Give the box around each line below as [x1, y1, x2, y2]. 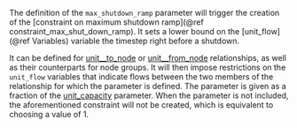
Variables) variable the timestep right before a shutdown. [31, 35, 240, 46]
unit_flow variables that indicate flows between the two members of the [9, 72, 274, 82]
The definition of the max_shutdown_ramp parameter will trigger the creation [9, 8, 280, 18]
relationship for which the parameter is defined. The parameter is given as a [9, 81, 286, 91]
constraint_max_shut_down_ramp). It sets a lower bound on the [9, 26, 240, 36]
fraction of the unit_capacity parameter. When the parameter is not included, [9, 90, 289, 101]
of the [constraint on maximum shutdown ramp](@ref [9, 17, 204, 27]
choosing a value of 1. [9, 109, 90, 119]
